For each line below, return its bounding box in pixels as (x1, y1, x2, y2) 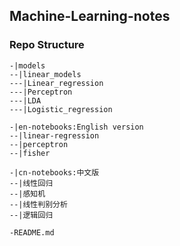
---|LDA (9, 95, 42, 106)
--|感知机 (9, 189, 46, 199)
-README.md (9, 227, 55, 238)
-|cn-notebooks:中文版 (9, 167, 100, 178)
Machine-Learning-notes (9, 8, 171, 25)
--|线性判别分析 (9, 199, 68, 209)
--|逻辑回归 (9, 210, 54, 220)
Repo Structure (9, 38, 85, 52)
